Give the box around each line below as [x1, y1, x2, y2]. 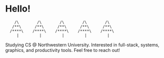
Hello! [5, 3, 31, 15]
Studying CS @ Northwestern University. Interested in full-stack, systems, [5, 41, 159, 48]
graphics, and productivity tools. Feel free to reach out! [5, 47, 120, 53]
